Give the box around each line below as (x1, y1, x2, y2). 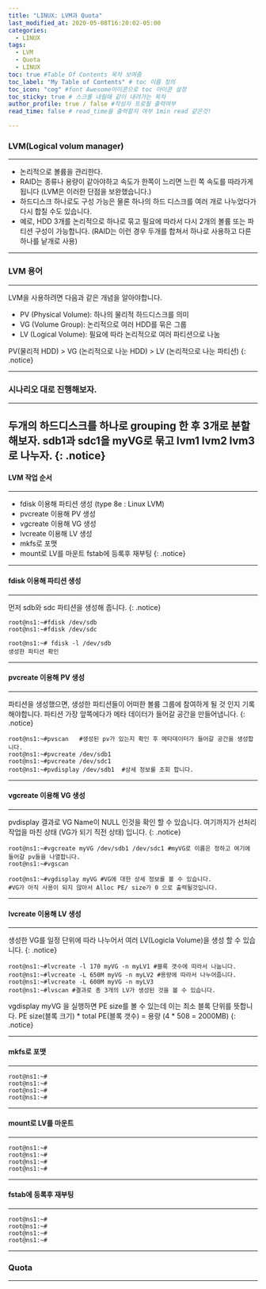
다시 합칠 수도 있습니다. (19, 207, 93, 217)
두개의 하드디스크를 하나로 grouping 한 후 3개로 (8, 420, 230, 433)
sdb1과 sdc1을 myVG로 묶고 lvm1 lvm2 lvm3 (42, 434, 256, 448)
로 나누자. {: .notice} (8, 449, 106, 462)
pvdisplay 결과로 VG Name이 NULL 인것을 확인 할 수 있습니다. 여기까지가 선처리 (8, 818, 257, 827)
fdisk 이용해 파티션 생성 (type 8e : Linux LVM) (19, 499, 165, 508)
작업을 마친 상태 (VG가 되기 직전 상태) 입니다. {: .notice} (8, 827, 182, 837)
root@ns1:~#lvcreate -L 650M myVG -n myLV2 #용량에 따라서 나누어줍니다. (8, 971, 237, 980)
